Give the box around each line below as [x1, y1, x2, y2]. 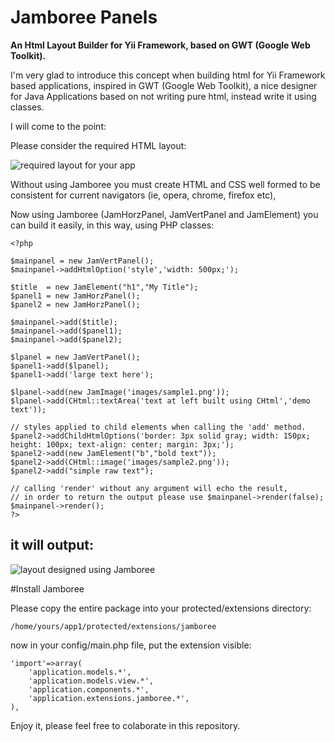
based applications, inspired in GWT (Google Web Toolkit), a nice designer [10, 79, 318, 91]
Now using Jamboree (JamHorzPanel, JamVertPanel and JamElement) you [10, 208, 319, 220]
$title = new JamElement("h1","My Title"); [10, 282, 199, 292]
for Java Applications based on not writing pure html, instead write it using [10, 90, 317, 102]
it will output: [10, 537, 94, 554]
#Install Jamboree [10, 582, 85, 595]
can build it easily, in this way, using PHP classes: [10, 219, 215, 231]
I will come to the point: [10, 120, 107, 132]
